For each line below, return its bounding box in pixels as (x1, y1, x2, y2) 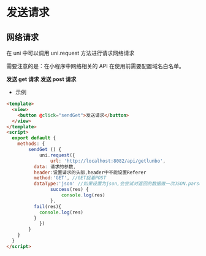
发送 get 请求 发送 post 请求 (6, 76, 77, 83)
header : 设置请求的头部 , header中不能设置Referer (33, 169, 147, 176)
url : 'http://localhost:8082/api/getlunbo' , (50, 158, 166, 164)
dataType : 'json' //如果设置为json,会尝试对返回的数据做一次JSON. (33, 180, 189, 187)
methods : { (17, 141, 45, 147)
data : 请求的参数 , (33, 163, 77, 169)
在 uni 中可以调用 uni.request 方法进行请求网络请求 (6, 50, 135, 56)
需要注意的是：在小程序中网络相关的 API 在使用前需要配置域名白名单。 (6, 63, 185, 69)
